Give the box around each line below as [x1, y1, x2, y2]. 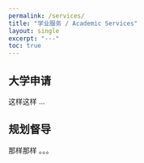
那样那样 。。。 [8, 145, 53, 155]
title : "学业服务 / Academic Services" [8, 19, 138, 27]
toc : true [8, 42, 42, 50]
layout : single [8, 27, 60, 35]
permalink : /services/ [8, 11, 85, 20]
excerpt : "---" [8, 34, 60, 43]
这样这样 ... [8, 96, 46, 106]
